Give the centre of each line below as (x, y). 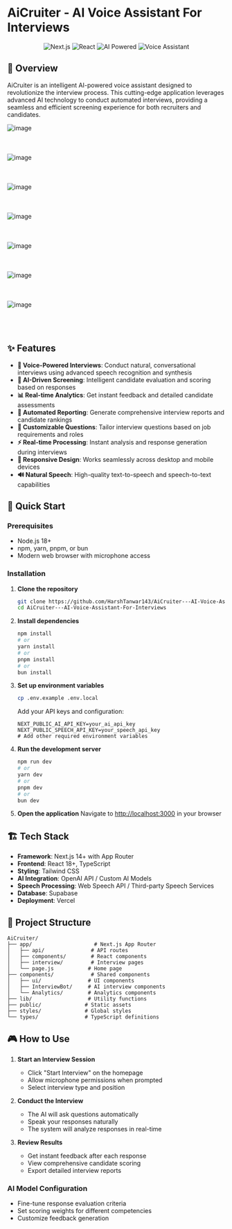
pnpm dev (30, 787)
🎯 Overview (33, 68)
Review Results (40, 1142)
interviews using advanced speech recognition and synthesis (105, 373)
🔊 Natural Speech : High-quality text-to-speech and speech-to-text (114, 474)
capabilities (34, 484)
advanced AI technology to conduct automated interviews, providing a (107, 100)
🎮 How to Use (38, 1039)
